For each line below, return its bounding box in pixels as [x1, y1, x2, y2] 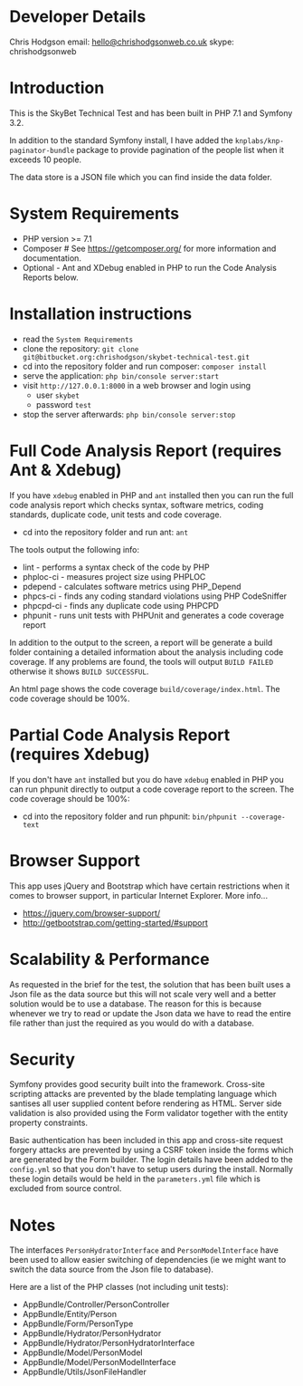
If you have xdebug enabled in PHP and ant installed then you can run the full [9, 489, 294, 500]
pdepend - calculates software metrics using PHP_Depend [22, 581, 241, 592]
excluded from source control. [9, 1183, 122, 1194]
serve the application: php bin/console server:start [22, 370, 220, 381]
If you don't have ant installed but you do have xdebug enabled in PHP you [9, 774, 285, 784]
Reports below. [22, 272, 79, 283]
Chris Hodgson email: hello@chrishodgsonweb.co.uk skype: [9, 36, 235, 47]
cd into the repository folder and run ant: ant [22, 526, 188, 537]
